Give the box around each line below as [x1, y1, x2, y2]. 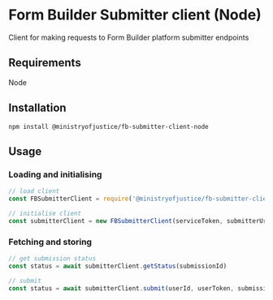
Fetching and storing [8, 236, 92, 247]
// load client [8, 187, 60, 195]
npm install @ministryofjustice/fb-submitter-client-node [8, 122, 209, 131]
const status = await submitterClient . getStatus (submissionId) [8, 262, 227, 270]
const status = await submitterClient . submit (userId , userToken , [8, 284, 234, 293]
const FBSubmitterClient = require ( [8, 195, 132, 204]
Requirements [8, 56, 81, 70]
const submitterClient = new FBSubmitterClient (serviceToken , [8, 216, 223, 225]
